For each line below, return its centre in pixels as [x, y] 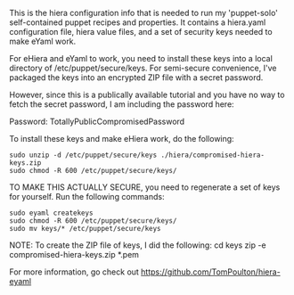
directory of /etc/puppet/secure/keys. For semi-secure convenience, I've [143, 68]
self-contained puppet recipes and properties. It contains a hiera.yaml [138, 22]
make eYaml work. [43, 41]
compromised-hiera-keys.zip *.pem [74, 254]
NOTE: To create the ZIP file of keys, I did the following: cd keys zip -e [138, 245]
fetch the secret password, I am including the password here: [122, 104]
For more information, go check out [74, 272]
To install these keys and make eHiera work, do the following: [122, 139]
